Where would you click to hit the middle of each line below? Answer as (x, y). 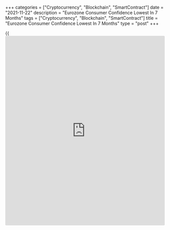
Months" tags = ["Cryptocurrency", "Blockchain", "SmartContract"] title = (82, 18)
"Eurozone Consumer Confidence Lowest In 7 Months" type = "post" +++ (82, 23)
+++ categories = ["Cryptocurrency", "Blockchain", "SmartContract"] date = (84, 7)
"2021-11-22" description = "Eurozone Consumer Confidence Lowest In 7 (81, 13)
